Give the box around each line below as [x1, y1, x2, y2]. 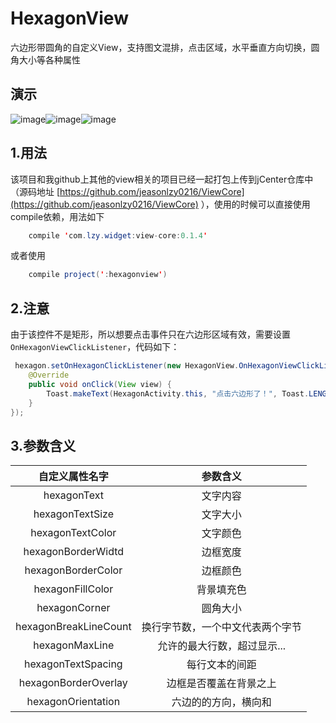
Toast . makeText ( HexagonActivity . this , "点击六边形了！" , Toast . [46, 388, 310, 399]
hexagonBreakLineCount [15, 620, 132, 634]
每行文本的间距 [186, 658, 257, 672]
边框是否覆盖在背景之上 [166, 677, 277, 691]
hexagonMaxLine [33, 638, 115, 652]
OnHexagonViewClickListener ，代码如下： [10, 341, 180, 353]
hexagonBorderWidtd [23, 545, 125, 559]
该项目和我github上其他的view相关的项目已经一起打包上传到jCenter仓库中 [10, 173, 314, 185]
